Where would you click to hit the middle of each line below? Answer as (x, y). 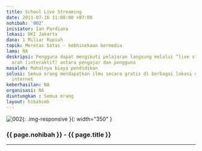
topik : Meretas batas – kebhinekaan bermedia (64, 46)
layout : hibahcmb (28, 101)
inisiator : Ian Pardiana (37, 29)
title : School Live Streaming (44, 12)
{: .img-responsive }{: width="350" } (67, 119)
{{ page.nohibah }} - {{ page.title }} (59, 135)
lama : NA (17, 51)
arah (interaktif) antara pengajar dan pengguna (74, 62)
